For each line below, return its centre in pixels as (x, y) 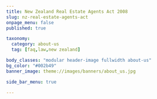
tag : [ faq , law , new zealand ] (46, 50)
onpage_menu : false (30, 22)
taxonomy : (18, 39)
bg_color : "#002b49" (32, 65)
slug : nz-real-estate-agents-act (47, 17)
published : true (26, 28)
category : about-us (35, 44)
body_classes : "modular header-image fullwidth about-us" (79, 60)
